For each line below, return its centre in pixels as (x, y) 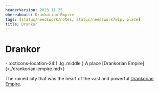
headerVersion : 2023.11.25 (34, 10)
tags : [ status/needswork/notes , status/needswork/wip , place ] (73, 19)
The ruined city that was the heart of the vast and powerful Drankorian (79, 79)
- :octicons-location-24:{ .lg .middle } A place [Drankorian (66, 64)
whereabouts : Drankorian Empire (40, 15)
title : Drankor (21, 24)
